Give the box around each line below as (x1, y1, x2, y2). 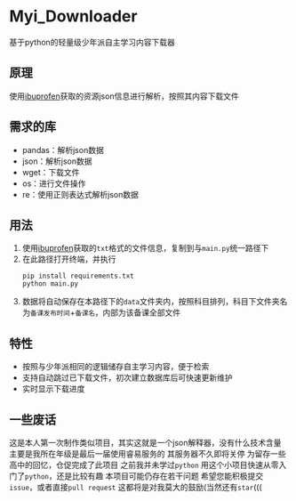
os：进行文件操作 (21, 178, 86, 189)
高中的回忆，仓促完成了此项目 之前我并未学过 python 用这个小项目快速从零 (9, 460, 279, 470)
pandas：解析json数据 (21, 144, 104, 155)
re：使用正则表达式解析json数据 (21, 189, 140, 199)
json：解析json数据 (21, 156, 92, 166)
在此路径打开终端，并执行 (21, 254, 116, 264)
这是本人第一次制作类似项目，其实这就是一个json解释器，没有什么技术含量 (9, 438, 282, 448)
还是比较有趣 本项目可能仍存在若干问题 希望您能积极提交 (56, 471, 264, 481)
